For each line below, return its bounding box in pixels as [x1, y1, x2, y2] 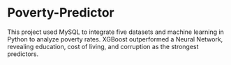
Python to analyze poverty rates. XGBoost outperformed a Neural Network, [7, 35, 223, 43]
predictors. [7, 50, 39, 58]
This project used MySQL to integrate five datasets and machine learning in [7, 28, 225, 36]
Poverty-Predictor [7, 5, 115, 21]
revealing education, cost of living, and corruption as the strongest [7, 42, 199, 50]
